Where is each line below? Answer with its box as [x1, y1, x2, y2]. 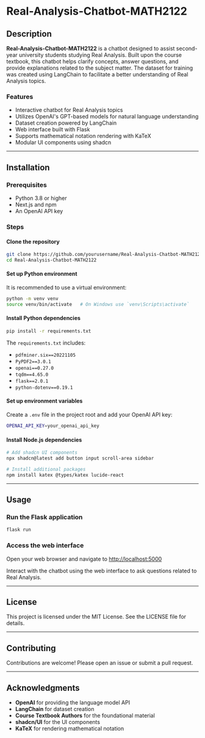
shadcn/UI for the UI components [15, 718, 101, 725]
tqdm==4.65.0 [15, 371, 49, 378]
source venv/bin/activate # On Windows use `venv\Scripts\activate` [6, 301, 190, 307]
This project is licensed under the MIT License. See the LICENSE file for [6, 613, 187, 621]
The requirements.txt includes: [6, 339, 86, 346]
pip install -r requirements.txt [6, 328, 92, 334]
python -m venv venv [6, 296, 59, 302]
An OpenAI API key [15, 207, 63, 214]
